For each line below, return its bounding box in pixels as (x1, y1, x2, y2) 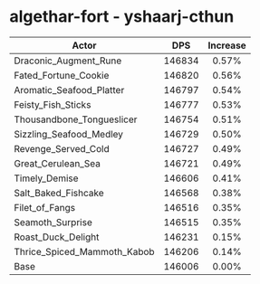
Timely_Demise (14, 172, 79, 185)
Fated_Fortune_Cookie (14, 69, 110, 81)
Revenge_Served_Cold (14, 142, 111, 155)
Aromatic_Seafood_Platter (14, 83, 125, 96)
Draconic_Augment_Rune (14, 54, 122, 67)
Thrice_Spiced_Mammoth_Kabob (14, 245, 156, 258)
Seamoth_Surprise (14, 215, 92, 228)
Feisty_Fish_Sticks (14, 98, 91, 110)
